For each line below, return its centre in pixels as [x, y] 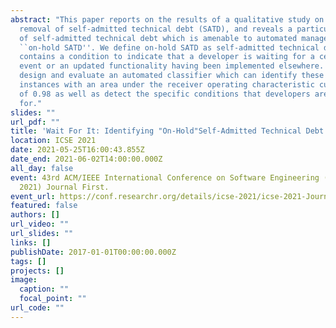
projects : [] [37, 271]
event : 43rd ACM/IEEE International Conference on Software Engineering [165, 177]
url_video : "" [40, 224]
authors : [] [35, 215]
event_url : [33, 196]
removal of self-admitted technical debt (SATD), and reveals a [156, 29]
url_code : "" [37, 308]
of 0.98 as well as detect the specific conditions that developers [165, 94]
